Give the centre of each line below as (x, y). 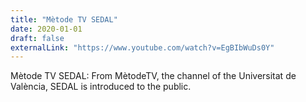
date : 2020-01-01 (46, 29)
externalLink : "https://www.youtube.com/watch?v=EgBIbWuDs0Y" (142, 47)
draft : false (37, 38)
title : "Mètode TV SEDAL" (64, 19)
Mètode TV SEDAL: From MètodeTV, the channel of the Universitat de (153, 76)
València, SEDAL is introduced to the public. (101, 87)
